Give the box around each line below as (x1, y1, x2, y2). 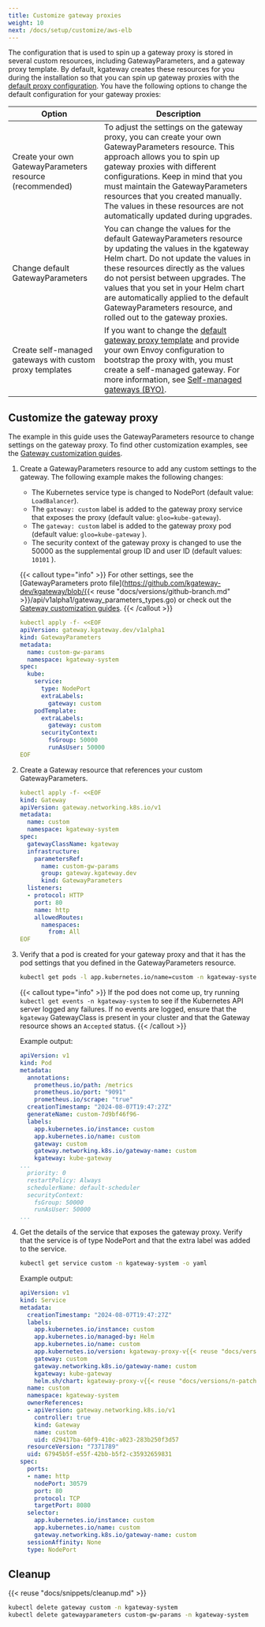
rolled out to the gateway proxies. (103, 312, 228, 324)
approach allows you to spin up (103, 151, 220, 163)
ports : (27, 1465, 49, 1473)
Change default (12, 263, 69, 274)
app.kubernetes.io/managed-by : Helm (34, 1333, 155, 1341)
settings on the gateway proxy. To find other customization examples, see (8, 440, 248, 450)
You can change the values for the (103, 223, 231, 234)
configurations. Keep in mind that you (103, 171, 243, 182)
